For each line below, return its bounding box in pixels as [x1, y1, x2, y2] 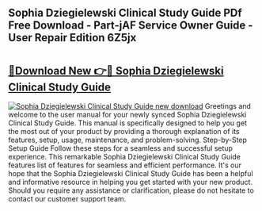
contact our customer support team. [8, 194, 127, 203]
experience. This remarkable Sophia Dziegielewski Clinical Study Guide [8, 152, 241, 161]
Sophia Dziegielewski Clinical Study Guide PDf [8, 6, 243, 20]
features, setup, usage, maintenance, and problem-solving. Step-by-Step [8, 135, 248, 144]
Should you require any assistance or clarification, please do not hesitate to [8, 186, 255, 195]
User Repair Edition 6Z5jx [8, 31, 137, 44]
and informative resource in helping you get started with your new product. [8, 178, 253, 186]
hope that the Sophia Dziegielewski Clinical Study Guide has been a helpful [8, 169, 253, 178]
